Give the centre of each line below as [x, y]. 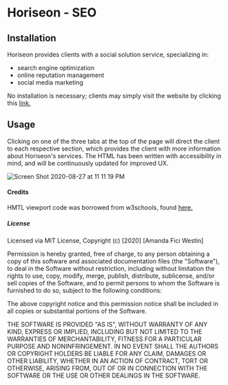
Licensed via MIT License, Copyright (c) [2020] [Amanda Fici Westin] [105, 240]
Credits [18, 192]
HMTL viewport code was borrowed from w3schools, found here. [100, 208]
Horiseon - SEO [52, 13]
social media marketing [50, 82]
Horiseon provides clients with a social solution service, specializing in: [108, 54]
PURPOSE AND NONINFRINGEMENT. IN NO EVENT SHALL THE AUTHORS [113, 346]
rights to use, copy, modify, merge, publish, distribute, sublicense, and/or [111, 276]
